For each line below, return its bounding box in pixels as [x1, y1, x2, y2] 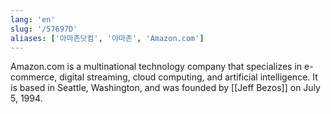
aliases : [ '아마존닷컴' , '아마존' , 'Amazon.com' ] [10, 33, 205, 43]
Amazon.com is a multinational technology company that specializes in [10, 61, 303, 73]
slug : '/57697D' [10, 24, 78, 34]
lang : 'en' [10, 14, 56, 25]
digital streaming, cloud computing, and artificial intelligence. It [59, 71, 318, 83]
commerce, [10, 71, 58, 83]
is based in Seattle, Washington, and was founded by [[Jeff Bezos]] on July [10, 82, 321, 94]
